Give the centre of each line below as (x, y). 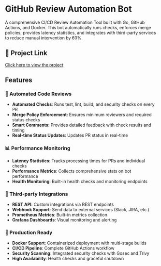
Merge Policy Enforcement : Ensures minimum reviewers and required (82, 115)
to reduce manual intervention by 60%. (44, 38)
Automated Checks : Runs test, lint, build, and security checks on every (83, 104)
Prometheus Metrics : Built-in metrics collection (60, 215)
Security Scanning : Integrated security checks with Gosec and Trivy (81, 253)
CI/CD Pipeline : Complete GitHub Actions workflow (63, 248)
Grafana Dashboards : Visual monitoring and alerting (64, 220)
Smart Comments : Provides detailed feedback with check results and (81, 125)
